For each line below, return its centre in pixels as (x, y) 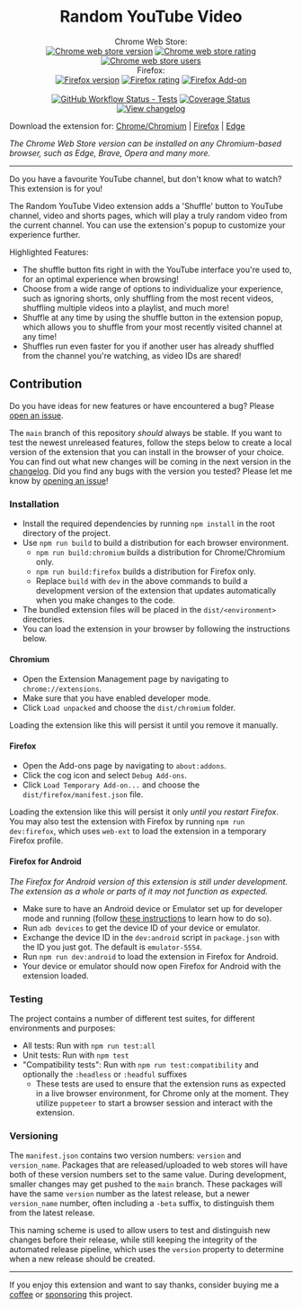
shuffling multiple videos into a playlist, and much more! (125, 307)
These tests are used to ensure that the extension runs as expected (160, 1084)
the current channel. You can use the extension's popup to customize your (147, 225)
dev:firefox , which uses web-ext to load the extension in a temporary (138, 832)
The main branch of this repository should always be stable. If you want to (146, 432)
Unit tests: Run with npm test (75, 1055)
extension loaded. (55, 976)
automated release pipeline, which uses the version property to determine (147, 1250)
